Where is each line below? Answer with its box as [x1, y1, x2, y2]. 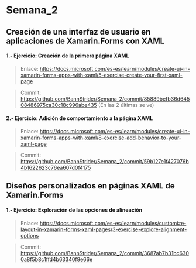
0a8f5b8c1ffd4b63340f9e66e [20, 256, 93, 263]
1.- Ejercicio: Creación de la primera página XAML [6, 52, 129, 59]
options [20, 232, 39, 239]
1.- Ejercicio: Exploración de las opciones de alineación [6, 206, 142, 214]
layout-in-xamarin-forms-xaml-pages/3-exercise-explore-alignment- [20, 226, 187, 233]
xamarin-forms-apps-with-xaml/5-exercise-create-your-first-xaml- [20, 71, 183, 78]
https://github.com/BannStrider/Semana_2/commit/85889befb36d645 [20, 95, 190, 102]
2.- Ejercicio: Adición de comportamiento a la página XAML [6, 115, 153, 122]
